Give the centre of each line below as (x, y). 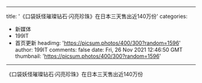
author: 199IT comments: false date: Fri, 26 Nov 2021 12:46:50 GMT (99, 50)
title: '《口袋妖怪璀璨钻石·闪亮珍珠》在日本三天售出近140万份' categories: (97, 16)
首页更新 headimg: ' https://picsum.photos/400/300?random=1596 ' (98, 43)
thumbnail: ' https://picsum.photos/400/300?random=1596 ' (88, 56)
